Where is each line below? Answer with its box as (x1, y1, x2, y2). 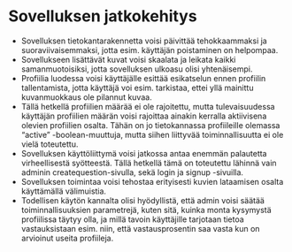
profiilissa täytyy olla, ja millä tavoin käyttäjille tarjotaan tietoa (20, 214, 244, 225)
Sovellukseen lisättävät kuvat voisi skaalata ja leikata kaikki (20, 54, 236, 65)
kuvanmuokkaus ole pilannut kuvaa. (20, 91, 152, 103)
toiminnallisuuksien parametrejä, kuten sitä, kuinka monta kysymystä (20, 204, 272, 215)
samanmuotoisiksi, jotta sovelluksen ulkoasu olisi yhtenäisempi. (20, 64, 253, 74)
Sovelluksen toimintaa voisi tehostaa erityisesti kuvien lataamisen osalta (20, 176, 284, 187)
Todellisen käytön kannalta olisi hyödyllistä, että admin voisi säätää (20, 195, 265, 205)
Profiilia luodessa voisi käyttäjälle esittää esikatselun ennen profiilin (20, 73, 266, 83)
